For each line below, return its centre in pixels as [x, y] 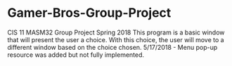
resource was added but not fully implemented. [76, 55]
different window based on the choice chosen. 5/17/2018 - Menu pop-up [112, 47]
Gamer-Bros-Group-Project [89, 13]
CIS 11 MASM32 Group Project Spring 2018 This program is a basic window [116, 32]
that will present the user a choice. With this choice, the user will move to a [116, 39]
